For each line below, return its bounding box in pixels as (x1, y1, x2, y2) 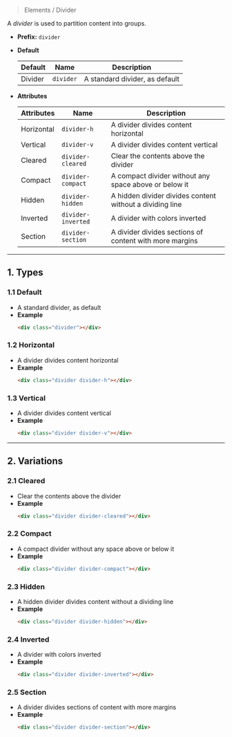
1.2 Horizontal (7, 340, 55, 350)
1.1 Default (7, 287, 43, 297)
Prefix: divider (17, 33, 61, 41)
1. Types (7, 266, 43, 279)
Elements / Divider (23, 6, 77, 14)
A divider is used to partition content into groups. (7, 19, 146, 27)
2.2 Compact (7, 529, 52, 538)
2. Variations (7, 455, 64, 467)
